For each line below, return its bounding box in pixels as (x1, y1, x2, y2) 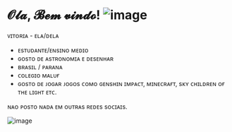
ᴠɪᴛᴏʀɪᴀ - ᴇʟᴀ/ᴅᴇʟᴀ (7, 31, 59, 40)
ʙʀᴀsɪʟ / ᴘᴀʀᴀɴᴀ (17, 62, 63, 71)
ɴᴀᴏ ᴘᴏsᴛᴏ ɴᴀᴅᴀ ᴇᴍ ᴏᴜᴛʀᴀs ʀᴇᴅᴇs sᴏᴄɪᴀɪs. (7, 102, 128, 111)
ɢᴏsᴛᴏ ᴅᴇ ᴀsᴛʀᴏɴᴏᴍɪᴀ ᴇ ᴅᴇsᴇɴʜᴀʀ (17, 54, 114, 63)
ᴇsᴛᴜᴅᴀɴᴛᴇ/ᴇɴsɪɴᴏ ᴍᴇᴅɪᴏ (17, 46, 89, 54)
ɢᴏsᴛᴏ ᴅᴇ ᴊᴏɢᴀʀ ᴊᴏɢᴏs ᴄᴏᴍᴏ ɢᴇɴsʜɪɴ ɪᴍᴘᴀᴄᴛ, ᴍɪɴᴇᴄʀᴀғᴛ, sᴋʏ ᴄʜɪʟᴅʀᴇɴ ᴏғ (17, 79, 226, 88)
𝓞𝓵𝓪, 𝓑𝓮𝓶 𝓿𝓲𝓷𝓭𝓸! (7, 7, 101, 23)
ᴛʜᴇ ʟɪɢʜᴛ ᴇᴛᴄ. (17, 88, 57, 96)
